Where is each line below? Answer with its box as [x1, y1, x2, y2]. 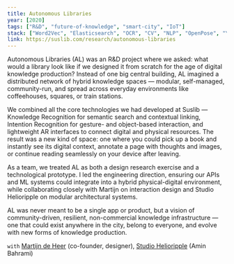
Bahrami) [7, 249, 33, 258]
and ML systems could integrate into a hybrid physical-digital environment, [7, 178, 222, 186]
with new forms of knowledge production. [7, 229, 127, 237]
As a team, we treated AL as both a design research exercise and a [7, 163, 200, 172]
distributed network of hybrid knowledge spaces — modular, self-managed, [7, 77, 225, 85]
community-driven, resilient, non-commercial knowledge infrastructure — [7, 213, 219, 222]
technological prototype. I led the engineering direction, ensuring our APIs [7, 171, 220, 179]
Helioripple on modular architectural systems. [7, 192, 138, 201]
